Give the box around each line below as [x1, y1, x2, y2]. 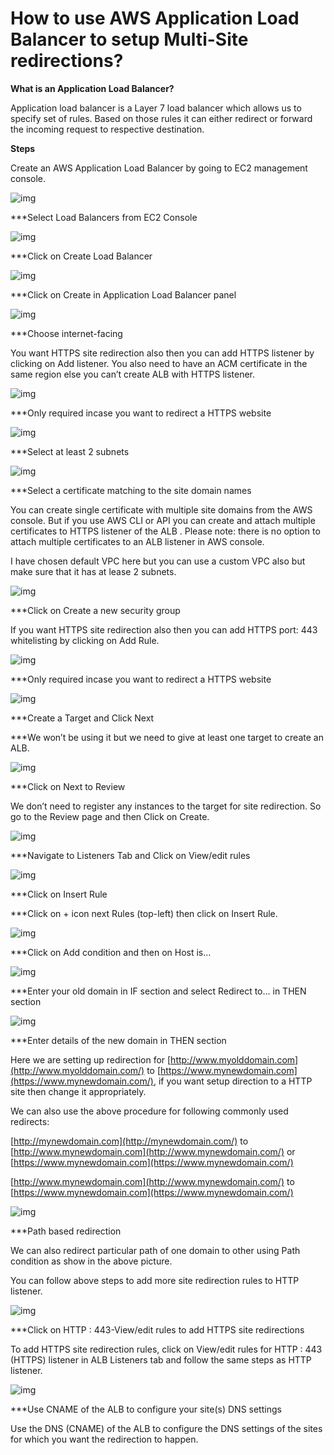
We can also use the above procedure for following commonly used [10, 1105, 289, 1117]
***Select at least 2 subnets [10, 445, 130, 457]
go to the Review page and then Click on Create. [10, 810, 210, 822]
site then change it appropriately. [10, 1085, 147, 1097]
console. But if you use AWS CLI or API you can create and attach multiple [10, 514, 316, 526]
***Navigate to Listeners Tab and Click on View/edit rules [10, 849, 251, 861]
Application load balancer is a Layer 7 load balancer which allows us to [10, 102, 302, 114]
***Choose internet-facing [10, 327, 123, 339]
